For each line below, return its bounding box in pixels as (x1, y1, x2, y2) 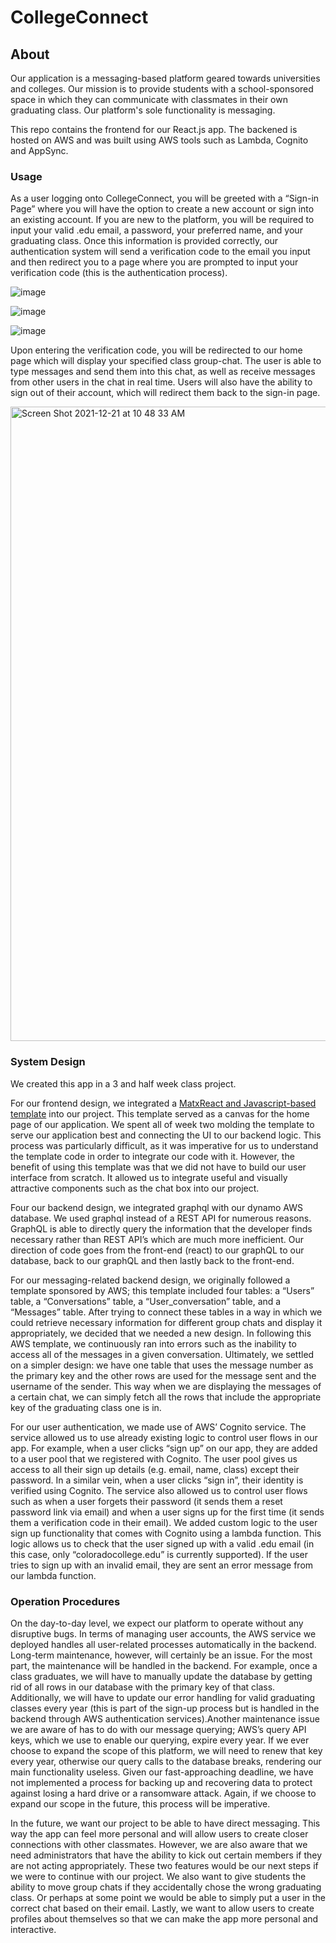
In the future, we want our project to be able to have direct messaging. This (10, 1817, 321, 1829)
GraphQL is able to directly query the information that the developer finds (10, 1222, 313, 1235)
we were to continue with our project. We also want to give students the (10, 1870, 307, 1882)
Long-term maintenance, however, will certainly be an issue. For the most (10, 1649, 313, 1661)
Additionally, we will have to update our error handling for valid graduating (10, 1691, 316, 1703)
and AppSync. (10, 145, 69, 156)
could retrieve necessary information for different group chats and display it (10, 1316, 323, 1328)
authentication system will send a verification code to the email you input (10, 246, 311, 258)
